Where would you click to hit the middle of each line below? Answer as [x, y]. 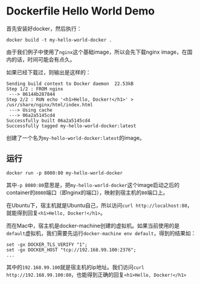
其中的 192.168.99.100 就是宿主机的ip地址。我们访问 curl [75, 267]
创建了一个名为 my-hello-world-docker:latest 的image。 [76, 137]
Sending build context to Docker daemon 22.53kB [70, 84]
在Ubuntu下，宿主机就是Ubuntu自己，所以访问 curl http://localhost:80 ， [99, 205]
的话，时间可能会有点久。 [43, 59]
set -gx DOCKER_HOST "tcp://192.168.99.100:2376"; [71, 250]
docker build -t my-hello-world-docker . [59, 40]
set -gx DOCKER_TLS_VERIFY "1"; [47, 245]
